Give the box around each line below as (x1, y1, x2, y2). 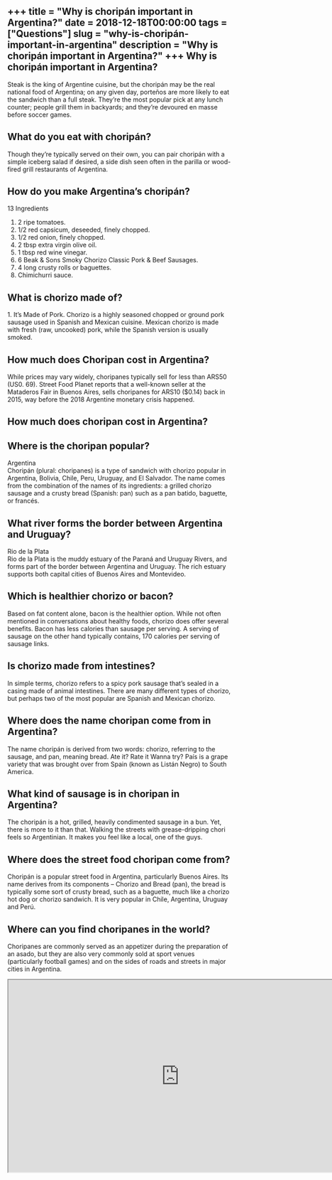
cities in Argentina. (7, 965, 62, 973)
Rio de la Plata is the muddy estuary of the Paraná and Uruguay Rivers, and (7, 554, 227, 564)
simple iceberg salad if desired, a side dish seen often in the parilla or (7, 157, 211, 166)
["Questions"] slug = (7, 28, 101, 40)
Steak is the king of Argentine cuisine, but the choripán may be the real (7, 80, 215, 88)
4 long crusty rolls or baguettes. (17, 263, 112, 272)
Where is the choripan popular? (7, 440, 150, 452)
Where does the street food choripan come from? (7, 853, 231, 866)
